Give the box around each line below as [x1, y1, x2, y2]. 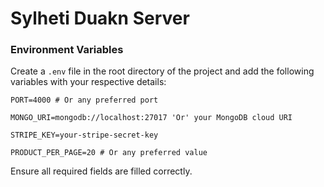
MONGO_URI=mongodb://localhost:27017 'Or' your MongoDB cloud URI [10, 113, 293, 123]
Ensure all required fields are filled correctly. [10, 165, 193, 177]
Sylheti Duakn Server [10, 7, 190, 30]
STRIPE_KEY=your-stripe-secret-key [10, 130, 159, 141]
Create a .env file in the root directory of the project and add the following [10, 65, 315, 77]
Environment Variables [10, 43, 124, 57]
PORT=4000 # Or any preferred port [10, 95, 159, 106]
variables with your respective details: [10, 76, 167, 88]
